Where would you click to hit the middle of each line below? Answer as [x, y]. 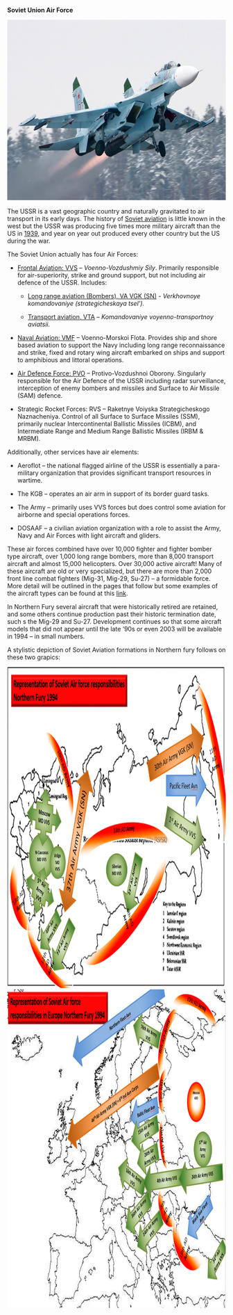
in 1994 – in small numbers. [46, 636]
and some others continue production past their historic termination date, [112, 614]
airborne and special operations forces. [74, 515]
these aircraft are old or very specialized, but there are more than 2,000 [110, 571]
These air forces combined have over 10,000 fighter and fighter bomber [110, 549]
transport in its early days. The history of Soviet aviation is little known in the [116, 219]
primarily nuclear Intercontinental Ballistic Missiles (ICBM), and [106, 424]
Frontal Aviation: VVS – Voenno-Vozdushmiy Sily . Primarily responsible [118, 268]
